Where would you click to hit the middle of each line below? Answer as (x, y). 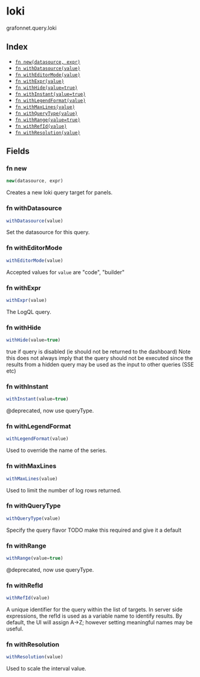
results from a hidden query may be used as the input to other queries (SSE (100, 365)
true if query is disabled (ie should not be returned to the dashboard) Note (98, 352)
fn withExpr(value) (40, 81)
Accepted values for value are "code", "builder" (66, 272)
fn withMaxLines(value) (45, 107)
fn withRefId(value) (41, 126)
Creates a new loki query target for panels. (60, 192)
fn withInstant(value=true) (50, 94)
